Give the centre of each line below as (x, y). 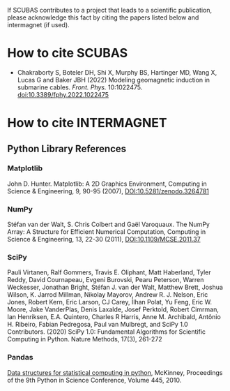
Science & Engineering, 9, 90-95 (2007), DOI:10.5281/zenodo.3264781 (108, 191)
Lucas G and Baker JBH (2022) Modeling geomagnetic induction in (114, 80)
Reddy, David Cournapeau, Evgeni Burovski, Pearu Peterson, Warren (106, 280)
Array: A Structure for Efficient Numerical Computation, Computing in (107, 232)
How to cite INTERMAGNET (87, 123)
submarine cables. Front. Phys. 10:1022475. (80, 87)
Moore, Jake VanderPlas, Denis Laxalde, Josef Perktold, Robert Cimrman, (113, 309)
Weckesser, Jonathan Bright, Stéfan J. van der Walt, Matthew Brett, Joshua (115, 287)
